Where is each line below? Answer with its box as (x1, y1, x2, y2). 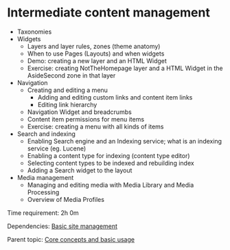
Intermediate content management (7, 5, 211, 21)
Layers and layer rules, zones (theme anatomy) (27, 42, 161, 50)
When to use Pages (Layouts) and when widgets (27, 49, 165, 58)
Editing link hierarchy (37, 100, 97, 109)
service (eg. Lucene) (27, 144, 87, 152)
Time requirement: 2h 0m (7, 208, 79, 217)
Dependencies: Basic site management (7, 222, 118, 230)
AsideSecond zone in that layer (27, 71, 116, 80)
